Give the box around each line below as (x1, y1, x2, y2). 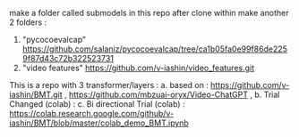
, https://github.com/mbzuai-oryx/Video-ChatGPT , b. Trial (64, 89, 280, 100)
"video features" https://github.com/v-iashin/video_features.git (21, 62, 255, 73)
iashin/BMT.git (9, 89, 63, 100)
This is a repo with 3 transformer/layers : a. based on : (9, 80, 209, 90)
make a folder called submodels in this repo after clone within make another (9, 8, 289, 18)
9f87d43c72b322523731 (21, 53, 115, 63)
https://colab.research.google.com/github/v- (9, 109, 175, 118)
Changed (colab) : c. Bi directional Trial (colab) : (9, 99, 185, 109)
